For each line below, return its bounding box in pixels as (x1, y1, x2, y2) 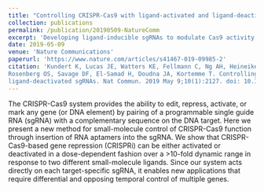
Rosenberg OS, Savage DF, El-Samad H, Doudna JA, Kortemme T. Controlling (8, 70, 258, 78)
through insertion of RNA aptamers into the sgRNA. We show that (8, 132, 220, 141)
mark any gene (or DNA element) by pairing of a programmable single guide (8, 107, 255, 116)
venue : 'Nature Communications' (8, 48, 114, 56)
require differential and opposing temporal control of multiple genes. (8, 174, 229, 183)
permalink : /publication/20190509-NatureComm (8, 26, 159, 34)
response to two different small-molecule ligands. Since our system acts (8, 157, 242, 167)
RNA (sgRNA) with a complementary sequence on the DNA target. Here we (8, 116, 251, 125)
